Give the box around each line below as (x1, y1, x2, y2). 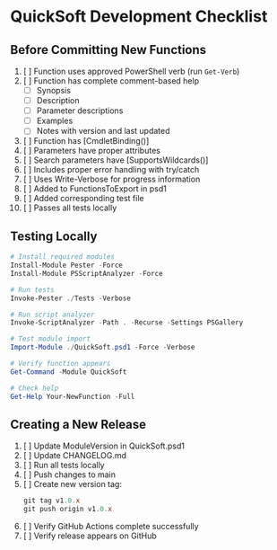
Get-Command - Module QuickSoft (10, 367, 127, 377)
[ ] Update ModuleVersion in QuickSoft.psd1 (22, 440, 185, 451)
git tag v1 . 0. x (22, 496, 81, 505)
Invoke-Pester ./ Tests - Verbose (10, 294, 131, 303)
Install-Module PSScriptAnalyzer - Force (10, 269, 164, 278)
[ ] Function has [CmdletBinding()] (22, 136, 150, 146)
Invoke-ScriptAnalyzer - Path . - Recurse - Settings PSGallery (10, 318, 244, 327)
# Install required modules (10, 253, 116, 262)
